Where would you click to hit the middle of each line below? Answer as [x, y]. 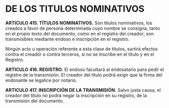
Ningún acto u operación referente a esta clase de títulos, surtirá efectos [82, 49]
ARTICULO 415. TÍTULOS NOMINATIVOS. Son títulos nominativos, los [79, 23]
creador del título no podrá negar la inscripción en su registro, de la [76, 95]
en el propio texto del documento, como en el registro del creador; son [80, 33]
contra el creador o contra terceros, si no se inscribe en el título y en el [80, 54]
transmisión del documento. [35, 101]
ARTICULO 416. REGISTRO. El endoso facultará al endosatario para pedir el [85, 69]
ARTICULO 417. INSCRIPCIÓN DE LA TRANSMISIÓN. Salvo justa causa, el [83, 90]
